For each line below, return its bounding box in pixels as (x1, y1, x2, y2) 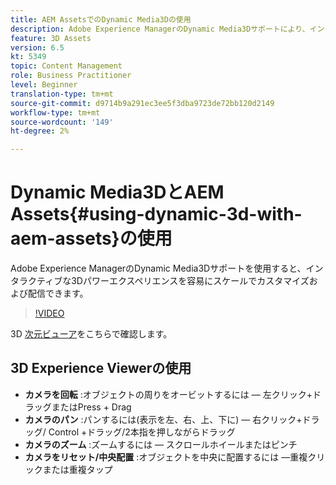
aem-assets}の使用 (10, 227, 173, 250)
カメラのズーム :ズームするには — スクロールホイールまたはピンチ (24, 438, 298, 450)
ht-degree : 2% (10, 126, 70, 136)
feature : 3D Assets (10, 33, 92, 43)
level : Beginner (10, 80, 78, 90)
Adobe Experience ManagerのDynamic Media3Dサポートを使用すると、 (10, 262, 307, 275)
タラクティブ (10, 275, 63, 287)
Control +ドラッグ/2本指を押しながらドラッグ (48, 426, 236, 438)
